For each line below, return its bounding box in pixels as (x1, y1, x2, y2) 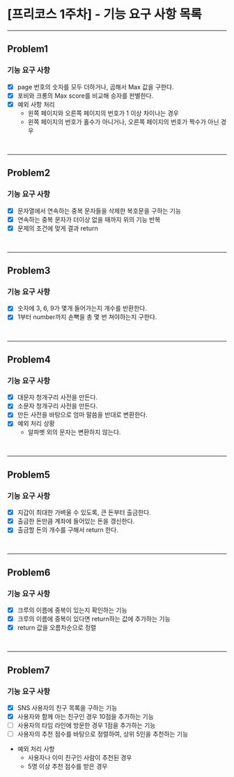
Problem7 (7, 664, 50, 676)
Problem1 (7, 43, 49, 55)
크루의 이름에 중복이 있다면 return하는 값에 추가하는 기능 (17, 615, 171, 623)
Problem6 (7, 566, 51, 578)
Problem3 (7, 265, 51, 276)
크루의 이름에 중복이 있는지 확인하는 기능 (17, 606, 127, 614)
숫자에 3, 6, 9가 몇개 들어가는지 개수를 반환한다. (17, 304, 148, 313)
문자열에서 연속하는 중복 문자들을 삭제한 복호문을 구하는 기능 (17, 207, 182, 215)
